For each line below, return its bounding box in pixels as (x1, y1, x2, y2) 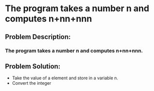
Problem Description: (5, 33, 71, 41)
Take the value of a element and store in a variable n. (12, 75, 118, 81)
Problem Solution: (5, 62, 61, 71)
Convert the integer (12, 80, 51, 86)
